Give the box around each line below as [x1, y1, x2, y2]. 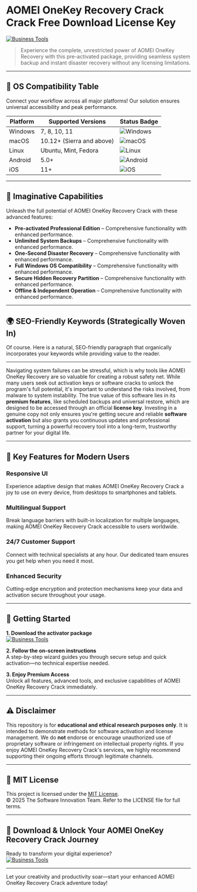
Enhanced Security [6, 572, 62, 580]
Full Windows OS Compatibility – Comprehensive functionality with [14, 262, 179, 269]
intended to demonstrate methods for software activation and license [6, 727, 174, 734]
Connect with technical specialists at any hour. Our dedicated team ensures [6, 551, 189, 558]
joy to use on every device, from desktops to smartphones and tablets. [6, 489, 177, 496]
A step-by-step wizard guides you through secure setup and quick [6, 653, 167, 660]
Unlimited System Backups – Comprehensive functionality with [14, 237, 169, 244]
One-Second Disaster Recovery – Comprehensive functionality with [14, 250, 181, 257]
